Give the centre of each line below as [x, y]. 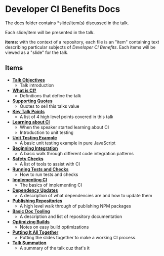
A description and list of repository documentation [71, 216]
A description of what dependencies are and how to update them [86, 195]
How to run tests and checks [49, 174]
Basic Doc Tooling [31, 211]
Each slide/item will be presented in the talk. [50, 32]
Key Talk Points [28, 111]
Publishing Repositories [37, 201]
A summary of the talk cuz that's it [55, 248]
